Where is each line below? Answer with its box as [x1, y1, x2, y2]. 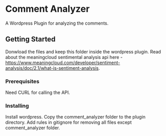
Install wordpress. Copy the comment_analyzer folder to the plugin [5, 114, 146, 120]
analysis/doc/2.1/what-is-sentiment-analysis [5, 65, 99, 71]
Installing [5, 102, 29, 109]
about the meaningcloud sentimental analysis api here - [5, 54, 123, 60]
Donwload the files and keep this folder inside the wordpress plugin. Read [5, 48, 161, 54]
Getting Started [5, 35, 56, 44]
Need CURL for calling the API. [5, 89, 70, 95]
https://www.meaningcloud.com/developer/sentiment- [5, 60, 120, 66]
